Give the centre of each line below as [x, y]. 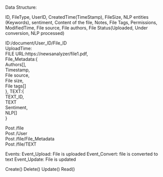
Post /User [16, 133]
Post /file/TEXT [21, 144]
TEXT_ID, [15, 97]
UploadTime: [19, 48]
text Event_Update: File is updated [41, 159]
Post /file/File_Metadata [30, 139]
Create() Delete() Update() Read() [40, 169]
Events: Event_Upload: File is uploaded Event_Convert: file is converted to [82, 154]
